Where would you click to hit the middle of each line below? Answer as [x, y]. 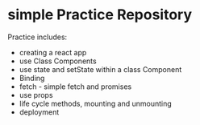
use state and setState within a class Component [100, 69]
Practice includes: [37, 37]
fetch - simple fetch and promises [75, 87]
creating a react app [53, 52]
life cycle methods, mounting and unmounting [96, 103]
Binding [32, 78]
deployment [39, 112]
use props [36, 95]
